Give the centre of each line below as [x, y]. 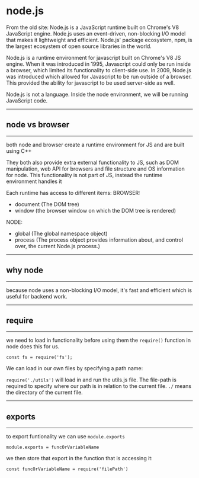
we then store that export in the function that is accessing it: [79, 458]
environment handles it [34, 181]
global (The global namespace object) [61, 233]
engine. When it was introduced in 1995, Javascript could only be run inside [99, 64]
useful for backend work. [37, 296]
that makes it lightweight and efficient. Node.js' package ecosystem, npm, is [99, 40]
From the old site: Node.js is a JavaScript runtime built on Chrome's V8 [93, 27]
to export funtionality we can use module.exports [66, 437]
